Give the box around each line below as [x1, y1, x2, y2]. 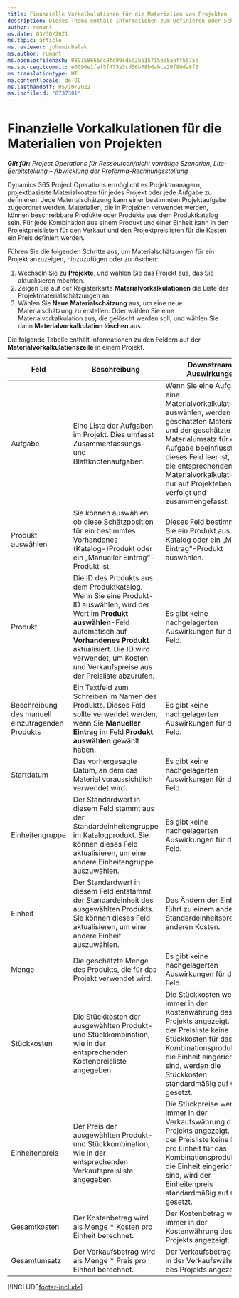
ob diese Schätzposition [73, 517, 154, 527]
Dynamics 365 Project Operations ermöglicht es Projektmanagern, [7, 181, 202, 189]
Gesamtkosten [11, 1222, 60, 1232]
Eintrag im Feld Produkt [73, 727, 154, 737]
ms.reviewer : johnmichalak [7, 43, 87, 51]
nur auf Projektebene [165, 478, 236, 488]
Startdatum [11, 770, 48, 780]
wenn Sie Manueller [73, 718, 141, 728]
